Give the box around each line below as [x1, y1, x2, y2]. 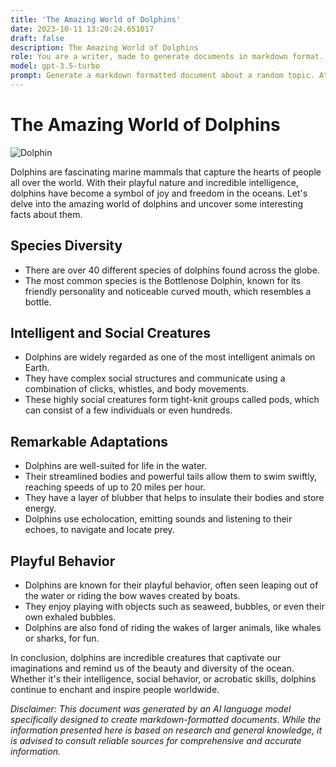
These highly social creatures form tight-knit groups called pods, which [24, 394, 320, 406]
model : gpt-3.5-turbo [10, 61, 101, 71]
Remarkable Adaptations [10, 433, 169, 450]
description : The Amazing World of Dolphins [10, 42, 199, 53]
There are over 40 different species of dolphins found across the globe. [24, 264, 320, 276]
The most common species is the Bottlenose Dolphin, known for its [24, 274, 302, 286]
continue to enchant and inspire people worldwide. [10, 684, 220, 696]
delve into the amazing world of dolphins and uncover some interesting [10, 197, 303, 210]
